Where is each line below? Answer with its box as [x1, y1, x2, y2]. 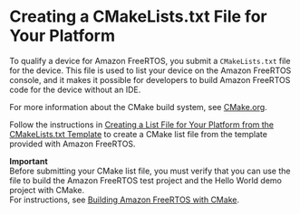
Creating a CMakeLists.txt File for [9, 6, 267, 27]
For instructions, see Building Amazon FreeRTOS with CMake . [9, 194, 240, 205]
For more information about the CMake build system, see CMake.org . [9, 101, 267, 112]
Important [9, 155, 48, 166]
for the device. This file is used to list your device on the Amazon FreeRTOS [9, 65, 292, 76]
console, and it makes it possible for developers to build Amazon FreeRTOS [9, 74, 291, 85]
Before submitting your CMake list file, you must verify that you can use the [9, 165, 291, 176]
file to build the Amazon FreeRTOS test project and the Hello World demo [9, 174, 283, 186]
